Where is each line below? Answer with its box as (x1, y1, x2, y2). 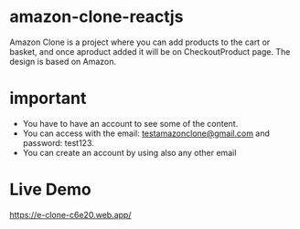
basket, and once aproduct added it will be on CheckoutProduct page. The (9, 46, 291, 57)
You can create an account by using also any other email (22, 147, 237, 158)
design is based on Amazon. (9, 56, 117, 67)
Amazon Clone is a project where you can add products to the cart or (9, 36, 271, 47)
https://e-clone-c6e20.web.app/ (9, 209, 132, 220)
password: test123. (22, 137, 94, 148)
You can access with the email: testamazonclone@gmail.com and (22, 128, 270, 139)
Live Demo (9, 180, 91, 200)
